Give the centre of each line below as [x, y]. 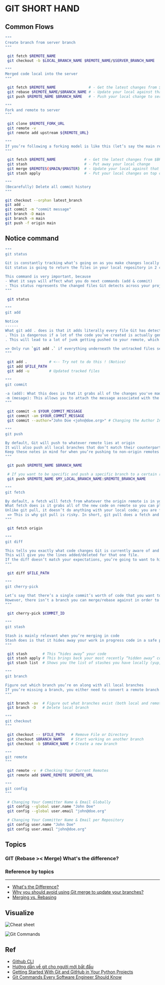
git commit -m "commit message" [38, 209]
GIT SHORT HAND [42, 9]
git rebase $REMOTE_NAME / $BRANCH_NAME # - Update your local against [80, 92]
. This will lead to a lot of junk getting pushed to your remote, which [82, 339]
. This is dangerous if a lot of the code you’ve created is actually [79, 335]
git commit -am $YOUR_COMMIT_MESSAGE [46, 416]
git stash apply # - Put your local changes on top [82, 173]
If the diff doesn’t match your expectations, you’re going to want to [80, 560]
